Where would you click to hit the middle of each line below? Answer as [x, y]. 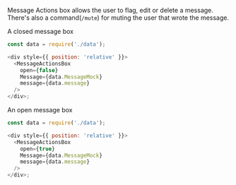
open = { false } [39, 70]
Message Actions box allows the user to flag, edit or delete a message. [111, 10]
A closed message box [41, 31]
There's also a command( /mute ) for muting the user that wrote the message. [118, 18]
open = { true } [37, 149]
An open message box [40, 110]
